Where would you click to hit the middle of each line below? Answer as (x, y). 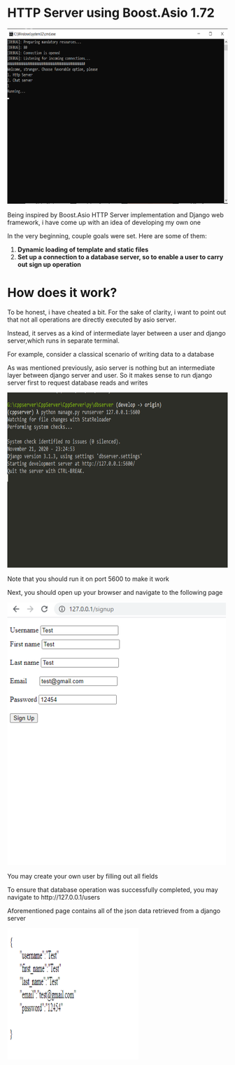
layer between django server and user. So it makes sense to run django (110, 375)
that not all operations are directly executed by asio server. (92, 319)
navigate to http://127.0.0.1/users (54, 897)
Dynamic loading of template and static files (83, 249)
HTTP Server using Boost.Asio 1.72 (111, 13)
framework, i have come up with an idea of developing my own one (104, 222)
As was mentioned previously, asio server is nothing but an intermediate (111, 367)
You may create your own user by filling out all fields (83, 876)
